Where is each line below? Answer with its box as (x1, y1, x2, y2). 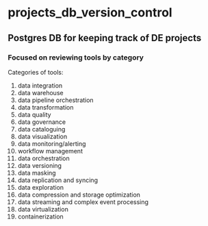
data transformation (17, 103, 74, 111)
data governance (17, 118, 66, 126)
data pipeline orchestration (17, 96, 94, 104)
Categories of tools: (8, 68, 64, 76)
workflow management (17, 147, 83, 155)
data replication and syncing (17, 176, 99, 184)
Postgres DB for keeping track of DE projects (8, 32, 202, 44)
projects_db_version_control (8, 5, 173, 21)
